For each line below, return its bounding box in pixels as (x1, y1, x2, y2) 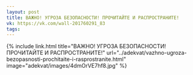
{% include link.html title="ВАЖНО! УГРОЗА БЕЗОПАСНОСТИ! (6, 43, 167, 50)
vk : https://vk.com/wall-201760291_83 (6, 20, 105, 26)
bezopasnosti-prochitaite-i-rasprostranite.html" (6, 55, 127, 63)
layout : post (6, 9, 40, 15)
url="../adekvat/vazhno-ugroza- (106, 49, 187, 57)
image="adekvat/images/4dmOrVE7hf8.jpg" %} (6, 62, 127, 70)
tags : (6, 26, 20, 32)
